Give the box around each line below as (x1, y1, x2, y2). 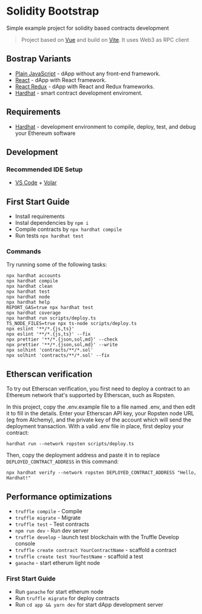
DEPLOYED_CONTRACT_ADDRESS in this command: (6, 458, 119, 465)
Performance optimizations (6, 491, 112, 502)
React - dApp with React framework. (15, 76, 107, 83)
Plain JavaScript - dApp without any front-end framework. (15, 70, 161, 77)
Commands (6, 247, 41, 256)
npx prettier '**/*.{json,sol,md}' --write (6, 342, 118, 348)
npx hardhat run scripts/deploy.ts (6, 315, 96, 321)
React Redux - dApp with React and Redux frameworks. (15, 83, 155, 90)
